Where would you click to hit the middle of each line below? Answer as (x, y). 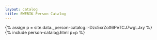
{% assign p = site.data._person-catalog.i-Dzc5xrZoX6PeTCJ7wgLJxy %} (79, 27)
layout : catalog (21, 9)
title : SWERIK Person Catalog (36, 14)
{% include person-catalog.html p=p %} (45, 32)
